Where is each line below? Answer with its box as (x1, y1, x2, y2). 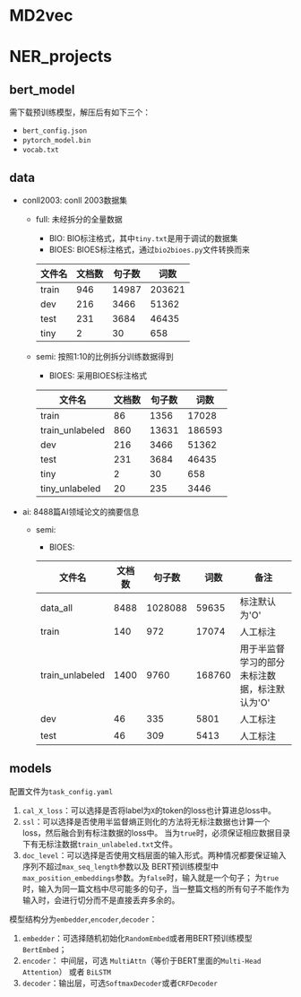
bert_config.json (21, 126, 88, 135)
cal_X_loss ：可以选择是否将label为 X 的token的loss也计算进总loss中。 (21, 804, 276, 816)
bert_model (9, 82, 75, 97)
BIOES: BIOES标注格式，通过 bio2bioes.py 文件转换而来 (48, 244, 251, 255)
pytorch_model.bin (21, 136, 91, 145)
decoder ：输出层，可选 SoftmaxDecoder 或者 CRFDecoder (21, 977, 218, 988)
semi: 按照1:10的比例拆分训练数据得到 (35, 351, 175, 361)
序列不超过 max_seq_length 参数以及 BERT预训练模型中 (21, 861, 219, 871)
